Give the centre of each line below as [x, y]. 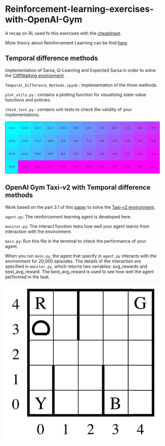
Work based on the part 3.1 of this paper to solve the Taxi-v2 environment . [80, 207]
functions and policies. [28, 100]
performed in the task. [27, 277]
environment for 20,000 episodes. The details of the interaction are [73, 261]
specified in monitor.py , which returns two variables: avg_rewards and [76, 266]
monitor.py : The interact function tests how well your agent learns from [77, 226]
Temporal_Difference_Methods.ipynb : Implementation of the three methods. [82, 85]
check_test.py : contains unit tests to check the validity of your [69, 109]
